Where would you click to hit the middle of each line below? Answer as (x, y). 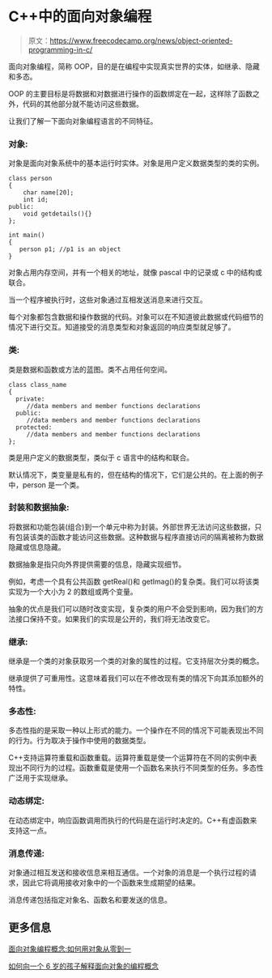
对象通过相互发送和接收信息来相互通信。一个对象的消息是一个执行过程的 (129, 873)
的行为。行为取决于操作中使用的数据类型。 (79, 741)
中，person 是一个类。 (46, 485)
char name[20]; (49, 193)
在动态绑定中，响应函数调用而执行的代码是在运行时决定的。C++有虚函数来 (133, 820)
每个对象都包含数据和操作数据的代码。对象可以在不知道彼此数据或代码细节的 (136, 317)
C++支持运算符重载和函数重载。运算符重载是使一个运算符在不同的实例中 (129, 758)
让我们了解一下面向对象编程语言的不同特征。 (83, 121)
